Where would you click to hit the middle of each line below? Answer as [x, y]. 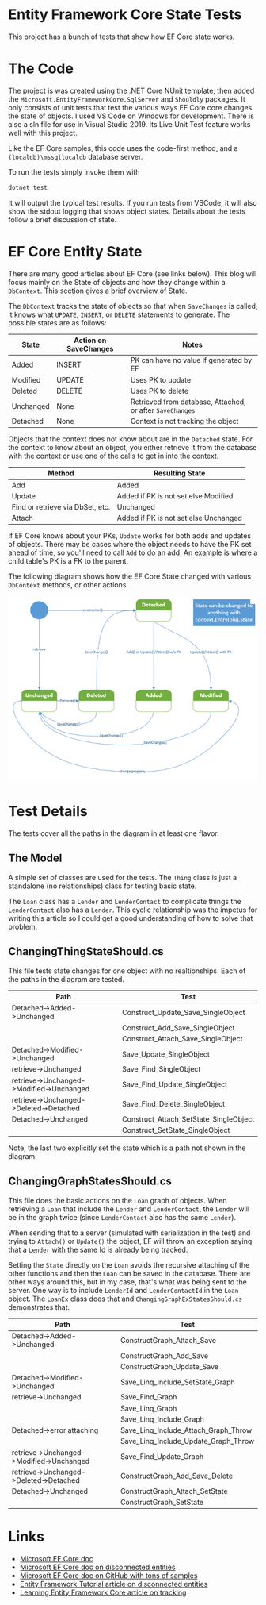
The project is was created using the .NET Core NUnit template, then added [131, 90]
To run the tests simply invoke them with [74, 171]
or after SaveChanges [163, 410]
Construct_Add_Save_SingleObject [179, 1028]
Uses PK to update [161, 379]
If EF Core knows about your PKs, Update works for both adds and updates [130, 535]
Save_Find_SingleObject [161, 1069]
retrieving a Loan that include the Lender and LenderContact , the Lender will [129, 1209]
